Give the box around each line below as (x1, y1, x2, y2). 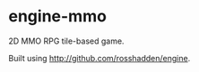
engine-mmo (8, 6, 107, 27)
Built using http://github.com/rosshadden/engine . (8, 52, 191, 63)
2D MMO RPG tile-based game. (8, 36, 125, 46)
